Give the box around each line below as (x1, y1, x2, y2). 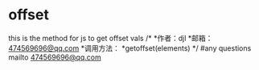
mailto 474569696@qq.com (8, 52, 102, 62)
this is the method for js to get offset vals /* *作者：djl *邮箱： (8, 33, 213, 43)
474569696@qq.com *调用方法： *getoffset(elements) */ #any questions (8, 43, 252, 53)
